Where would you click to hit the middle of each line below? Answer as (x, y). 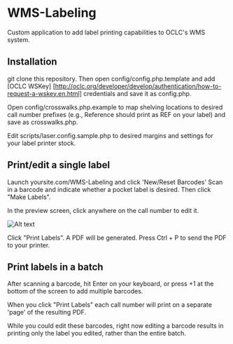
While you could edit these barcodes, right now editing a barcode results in (115, 326)
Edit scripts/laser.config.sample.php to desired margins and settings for (110, 135)
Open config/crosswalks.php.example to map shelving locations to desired (115, 107)
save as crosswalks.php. (43, 122)
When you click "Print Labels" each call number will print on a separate (110, 305)
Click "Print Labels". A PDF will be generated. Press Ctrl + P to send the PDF (117, 238)
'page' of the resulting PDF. (47, 312)
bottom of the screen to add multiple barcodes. (75, 291)
